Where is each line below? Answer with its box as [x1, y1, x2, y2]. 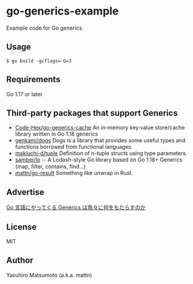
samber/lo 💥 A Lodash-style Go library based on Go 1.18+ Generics [15, 156, 183, 163]
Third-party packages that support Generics [6, 108, 178, 118]
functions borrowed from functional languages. [15, 144, 133, 151]
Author [6, 256, 33, 266]
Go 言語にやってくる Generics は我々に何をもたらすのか [6, 204, 146, 211]
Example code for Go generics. [6, 24, 83, 31]
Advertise [6, 187, 44, 197]
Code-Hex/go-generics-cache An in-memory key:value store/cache [15, 124, 185, 131]
